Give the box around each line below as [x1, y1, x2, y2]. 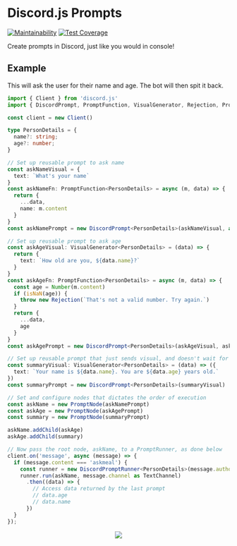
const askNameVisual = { [7, 166, 80, 173]
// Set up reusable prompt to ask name [7, 159, 125, 166]
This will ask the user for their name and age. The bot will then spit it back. [7, 81, 224, 90]
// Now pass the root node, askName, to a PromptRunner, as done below [7, 446, 222, 453]
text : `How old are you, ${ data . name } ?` [20, 257, 140, 265]
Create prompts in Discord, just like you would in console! [7, 42, 175, 50]
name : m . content [20, 205, 68, 212]
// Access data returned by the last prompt [32, 485, 166, 492]
